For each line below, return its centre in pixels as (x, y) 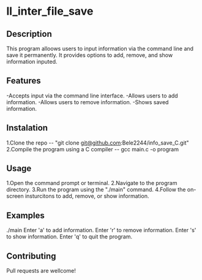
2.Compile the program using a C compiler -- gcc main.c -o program (93, 149)
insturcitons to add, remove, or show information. (87, 196)
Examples (25, 215)
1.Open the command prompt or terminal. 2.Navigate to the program (92, 183)
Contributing (31, 256)
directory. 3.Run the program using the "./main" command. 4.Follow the (96, 190)
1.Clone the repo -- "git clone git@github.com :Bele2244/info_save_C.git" (98, 143)
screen (15, 196)
